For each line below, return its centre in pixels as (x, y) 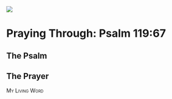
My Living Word (25, 91)
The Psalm (27, 56)
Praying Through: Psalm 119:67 (86, 34)
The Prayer (28, 76)
